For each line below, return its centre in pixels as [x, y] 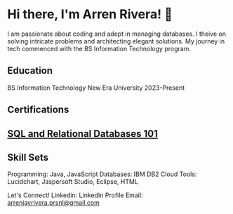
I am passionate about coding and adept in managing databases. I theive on [117, 34]
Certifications [38, 110]
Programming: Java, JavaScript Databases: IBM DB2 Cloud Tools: [102, 174]
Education [30, 71]
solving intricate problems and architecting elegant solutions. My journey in [116, 41]
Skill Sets [28, 157]
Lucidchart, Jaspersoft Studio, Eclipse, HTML [73, 182]
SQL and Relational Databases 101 [82, 134]
